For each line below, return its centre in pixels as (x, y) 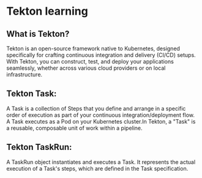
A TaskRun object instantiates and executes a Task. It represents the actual (101, 162)
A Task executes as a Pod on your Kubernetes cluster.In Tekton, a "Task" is (101, 121)
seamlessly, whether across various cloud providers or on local (86, 68)
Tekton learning (47, 11)
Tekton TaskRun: (39, 147)
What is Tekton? (38, 34)
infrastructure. (24, 74)
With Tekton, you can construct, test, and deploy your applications (90, 61)
